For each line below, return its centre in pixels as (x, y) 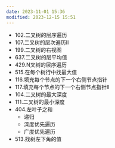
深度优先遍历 (39, 124)
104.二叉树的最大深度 (41, 94)
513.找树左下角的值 (38, 139)
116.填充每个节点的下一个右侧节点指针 (61, 79)
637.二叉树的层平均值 (41, 57)
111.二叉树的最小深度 (40, 102)
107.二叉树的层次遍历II (42, 42)
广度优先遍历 (39, 131)
